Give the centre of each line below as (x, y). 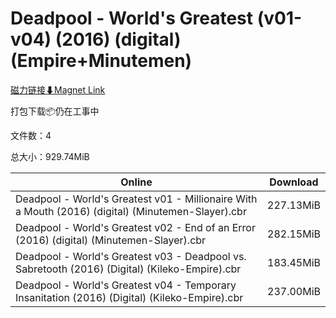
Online (136, 182)
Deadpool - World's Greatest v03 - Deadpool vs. (131, 256)
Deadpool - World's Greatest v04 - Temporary (126, 285)
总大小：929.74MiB (50, 156)
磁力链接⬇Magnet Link (58, 89)
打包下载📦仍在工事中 (55, 111)
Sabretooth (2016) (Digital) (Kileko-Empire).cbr (128, 269)
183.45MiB (294, 262)
